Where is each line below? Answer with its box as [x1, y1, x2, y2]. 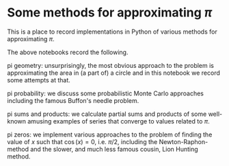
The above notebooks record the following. [7, 48, 129, 56]
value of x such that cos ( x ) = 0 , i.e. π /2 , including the [7, 137, 158, 145]
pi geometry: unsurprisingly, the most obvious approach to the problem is [7, 61, 214, 69]
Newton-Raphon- [159, 137, 208, 145]
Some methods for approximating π [7, 5, 213, 21]
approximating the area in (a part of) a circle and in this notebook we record [7, 69, 220, 77]
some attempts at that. [7, 75, 70, 84]
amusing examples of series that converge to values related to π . [27, 117, 210, 125]
